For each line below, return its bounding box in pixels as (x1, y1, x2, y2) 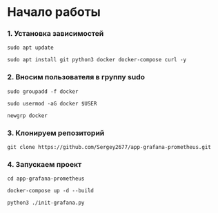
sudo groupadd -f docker (7, 88, 79, 95)
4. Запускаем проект (7, 160, 82, 169)
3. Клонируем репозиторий (7, 128, 105, 138)
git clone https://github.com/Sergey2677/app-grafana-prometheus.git (7, 144, 212, 151)
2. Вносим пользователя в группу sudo (7, 72, 145, 82)
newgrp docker (7, 112, 48, 119)
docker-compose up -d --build (7, 187, 95, 194)
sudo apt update (7, 44, 54, 52)
